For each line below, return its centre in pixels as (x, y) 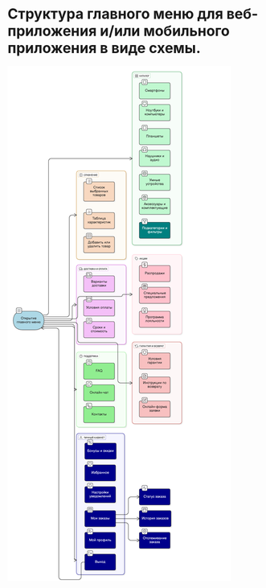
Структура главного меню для (116, 14)
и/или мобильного (164, 31)
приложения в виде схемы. (104, 48)
